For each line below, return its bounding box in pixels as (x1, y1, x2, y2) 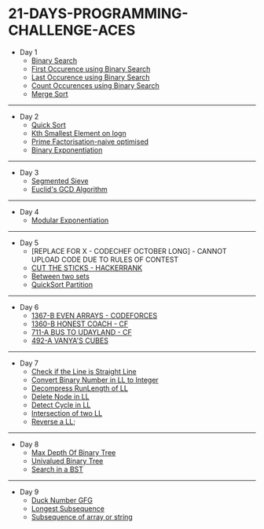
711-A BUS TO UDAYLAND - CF (31, 327, 132, 336)
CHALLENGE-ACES (8, 21, 136, 39)
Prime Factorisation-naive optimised (31, 137, 149, 146)
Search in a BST (31, 465, 84, 474)
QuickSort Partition (31, 280, 93, 289)
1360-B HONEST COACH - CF (31, 319, 129, 329)
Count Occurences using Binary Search (31, 80, 159, 90)
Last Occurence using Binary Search (31, 72, 151, 82)
